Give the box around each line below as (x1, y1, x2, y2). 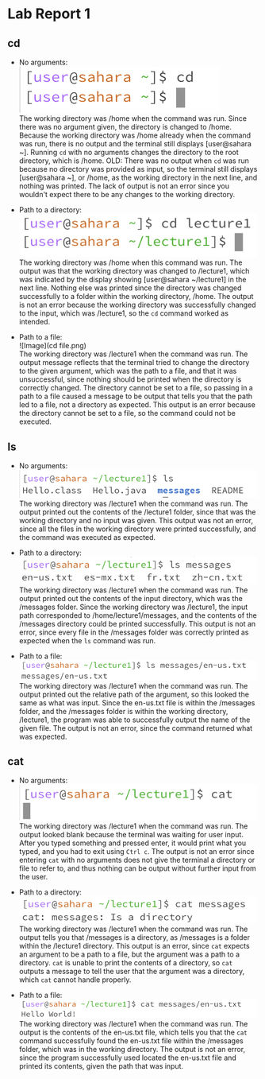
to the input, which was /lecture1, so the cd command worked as (18, 309, 229, 318)
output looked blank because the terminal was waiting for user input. (18, 829, 244, 839)
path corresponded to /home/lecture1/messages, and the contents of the (18, 610, 257, 620)
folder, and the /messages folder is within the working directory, (18, 706, 229, 716)
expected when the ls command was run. (18, 635, 156, 645)
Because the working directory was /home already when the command (18, 130, 252, 140)
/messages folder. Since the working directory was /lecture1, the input (18, 602, 248, 611)
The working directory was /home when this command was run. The (18, 258, 243, 267)
